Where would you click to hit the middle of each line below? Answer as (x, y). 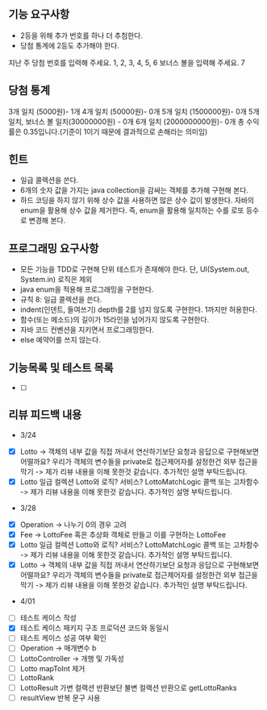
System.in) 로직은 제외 (56, 280)
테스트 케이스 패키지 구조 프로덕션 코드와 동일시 (94, 628)
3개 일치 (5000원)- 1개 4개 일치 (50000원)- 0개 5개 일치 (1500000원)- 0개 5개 (134, 111)
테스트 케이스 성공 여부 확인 (63, 638)
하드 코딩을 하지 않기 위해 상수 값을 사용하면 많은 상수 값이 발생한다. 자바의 (137, 201)
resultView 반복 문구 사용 (60, 698)
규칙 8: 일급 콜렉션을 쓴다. (61, 300)
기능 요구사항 (39, 15)
